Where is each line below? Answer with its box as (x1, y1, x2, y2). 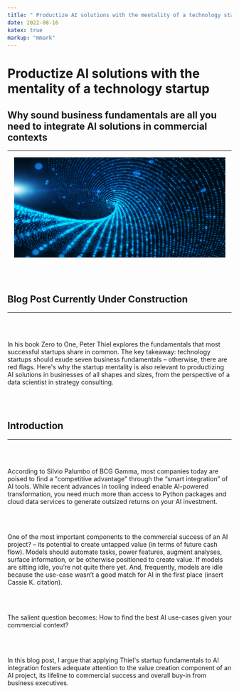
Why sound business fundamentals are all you (7, 109, 217, 121)
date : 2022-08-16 (7, 19, 59, 26)
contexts (7, 131, 48, 143)
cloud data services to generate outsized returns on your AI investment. (7, 497, 218, 505)
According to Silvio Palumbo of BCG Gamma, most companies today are (7, 467, 219, 476)
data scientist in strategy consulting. (7, 378, 114, 386)
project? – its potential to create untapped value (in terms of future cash (7, 540, 218, 548)
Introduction (7, 420, 64, 432)
